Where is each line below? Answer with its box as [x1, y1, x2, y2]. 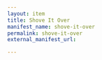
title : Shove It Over [7, 17, 71, 24]
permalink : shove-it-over [7, 29, 82, 37]
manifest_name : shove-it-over [7, 23, 96, 30]
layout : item [7, 10, 45, 17]
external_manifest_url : [7, 36, 77, 43]
